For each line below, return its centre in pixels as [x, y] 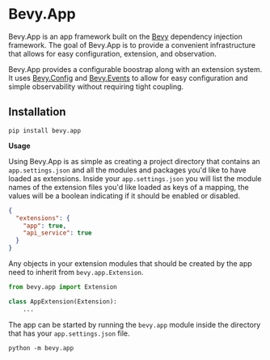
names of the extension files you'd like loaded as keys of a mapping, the [129, 187]
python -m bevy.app [41, 348]
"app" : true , [45, 226]
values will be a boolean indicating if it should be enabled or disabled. [124, 196]
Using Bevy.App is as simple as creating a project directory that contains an [134, 161]
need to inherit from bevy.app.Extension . [76, 272]
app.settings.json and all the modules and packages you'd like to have [127, 170]
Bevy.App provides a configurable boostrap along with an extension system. [135, 69]
